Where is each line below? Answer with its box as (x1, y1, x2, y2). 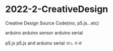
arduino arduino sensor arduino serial (5, 29, 83, 35)
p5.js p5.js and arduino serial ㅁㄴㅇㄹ (5, 40, 82, 46)
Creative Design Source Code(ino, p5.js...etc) (5, 20, 99, 26)
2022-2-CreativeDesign (5, 3, 108, 15)
